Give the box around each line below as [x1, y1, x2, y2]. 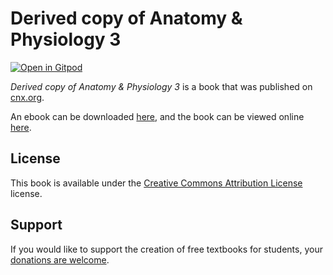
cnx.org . [10, 91, 45, 103]
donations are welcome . [10, 253, 110, 266]
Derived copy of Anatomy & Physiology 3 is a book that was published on [10, 80, 313, 92]
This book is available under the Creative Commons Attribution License [10, 177, 303, 189]
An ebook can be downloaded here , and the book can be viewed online [10, 110, 305, 122]
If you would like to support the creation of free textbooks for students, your [10, 243, 323, 255]
